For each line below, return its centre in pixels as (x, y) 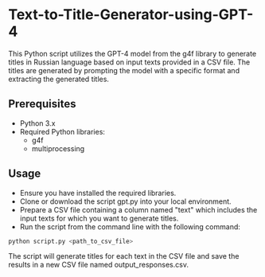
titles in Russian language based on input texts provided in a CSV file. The (129, 62)
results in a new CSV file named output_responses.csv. (99, 265)
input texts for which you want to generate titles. (99, 218)
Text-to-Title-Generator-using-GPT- (131, 15)
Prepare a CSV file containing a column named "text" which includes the (138, 209)
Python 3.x (37, 123)
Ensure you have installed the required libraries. (98, 193)
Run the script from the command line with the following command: (130, 226)
